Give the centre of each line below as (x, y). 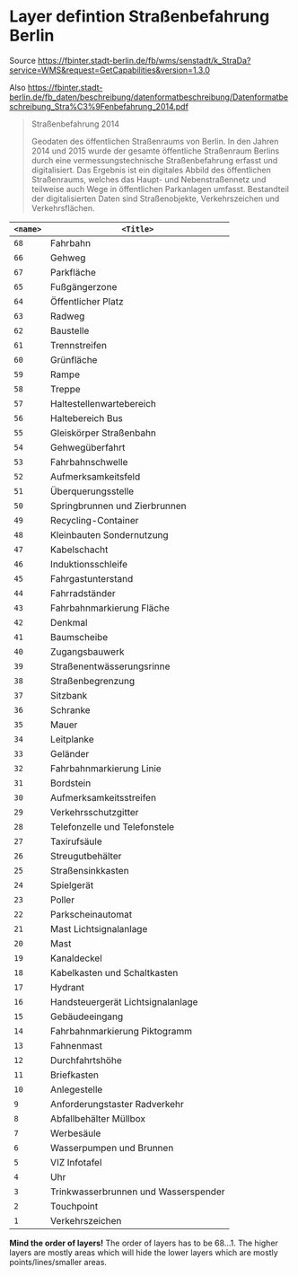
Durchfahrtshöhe (87, 1060)
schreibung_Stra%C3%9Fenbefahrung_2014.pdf (99, 106)
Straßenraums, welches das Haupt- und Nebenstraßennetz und (149, 179)
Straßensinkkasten (90, 870)
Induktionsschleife (89, 564)
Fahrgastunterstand (92, 578)
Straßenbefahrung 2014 (75, 124)
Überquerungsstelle (92, 491)
